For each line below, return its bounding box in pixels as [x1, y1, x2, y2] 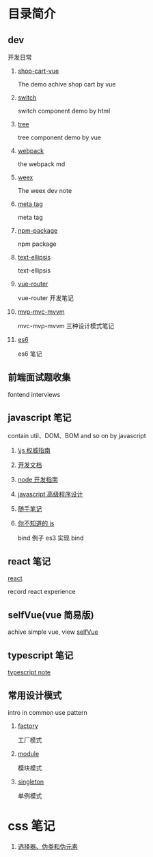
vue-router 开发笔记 [17, 294, 74, 302]
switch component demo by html [17, 107, 111, 115]
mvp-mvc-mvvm [17, 308, 65, 316]
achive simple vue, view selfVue [8, 628, 98, 636]
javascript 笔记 [8, 412, 72, 424]
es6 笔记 [17, 350, 42, 358]
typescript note [8, 668, 51, 676]
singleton [17, 777, 44, 786]
